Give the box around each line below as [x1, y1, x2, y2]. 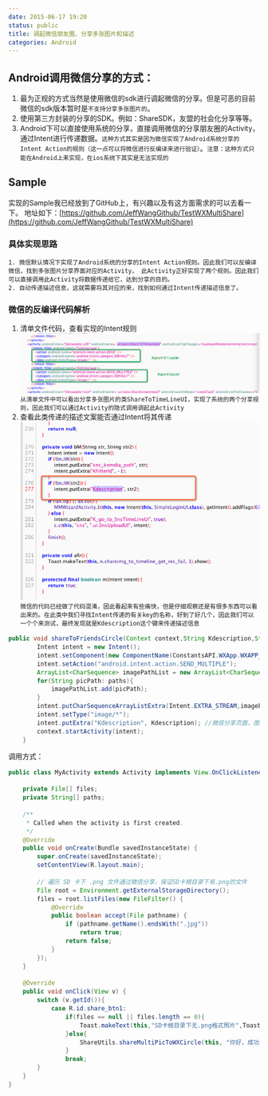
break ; [65, 1055, 88, 1063]
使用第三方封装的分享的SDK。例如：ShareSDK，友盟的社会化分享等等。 [19, 114, 257, 123]
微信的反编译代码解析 [8, 304, 90, 315]
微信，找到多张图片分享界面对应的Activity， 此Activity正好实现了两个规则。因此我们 [8, 267, 259, 275]
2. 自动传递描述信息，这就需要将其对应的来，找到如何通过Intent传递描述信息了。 [8, 284, 242, 292]
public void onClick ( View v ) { [22, 988, 127, 996]
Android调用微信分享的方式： [8, 70, 154, 84]
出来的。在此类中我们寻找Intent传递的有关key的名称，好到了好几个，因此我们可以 [19, 611, 254, 619]
